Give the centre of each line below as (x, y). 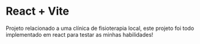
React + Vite (38, 11)
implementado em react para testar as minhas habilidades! (80, 34)
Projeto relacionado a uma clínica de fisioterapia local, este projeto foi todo (100, 28)
